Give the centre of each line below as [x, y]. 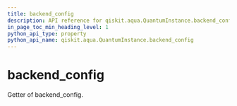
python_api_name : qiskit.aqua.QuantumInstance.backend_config [101, 40]
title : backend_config [41, 14]
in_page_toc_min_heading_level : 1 [58, 27]
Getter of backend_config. [45, 95]
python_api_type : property [47, 34]
